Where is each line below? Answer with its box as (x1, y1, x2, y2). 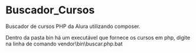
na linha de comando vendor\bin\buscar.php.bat (5, 40, 123, 47)
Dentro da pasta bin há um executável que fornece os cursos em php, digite (5, 34, 190, 41)
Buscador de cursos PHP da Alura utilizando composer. (5, 23, 141, 30)
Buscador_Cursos (5, 3, 95, 17)
